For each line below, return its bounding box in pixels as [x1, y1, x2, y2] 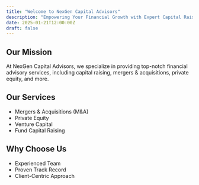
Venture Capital [14, 121, 53, 128]
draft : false [6, 25, 38, 31]
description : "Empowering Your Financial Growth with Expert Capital [6, 14, 182, 20]
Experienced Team [14, 160, 61, 167]
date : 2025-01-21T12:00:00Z [6, 20, 76, 25]
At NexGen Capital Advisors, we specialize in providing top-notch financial [6, 63, 188, 70]
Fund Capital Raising [14, 126, 65, 134]
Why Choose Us [6, 144, 67, 154]
